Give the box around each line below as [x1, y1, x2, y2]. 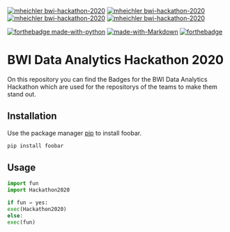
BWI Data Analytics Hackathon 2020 [7, 52, 224, 68]
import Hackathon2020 [7, 187, 70, 194]
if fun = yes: [7, 199, 49, 206]
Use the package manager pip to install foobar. [7, 129, 141, 137]
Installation [7, 110, 57, 122]
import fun [7, 180, 39, 187]
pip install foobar [7, 142, 64, 150]
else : [7, 212, 23, 219]
